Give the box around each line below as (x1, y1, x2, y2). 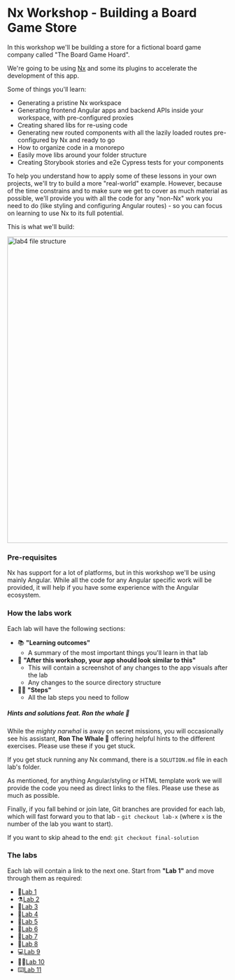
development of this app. (7, 71, 79, 80)
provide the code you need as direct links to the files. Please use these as (7, 783, 220, 792)
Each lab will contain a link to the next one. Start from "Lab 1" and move (7, 867, 215, 875)
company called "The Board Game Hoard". (7, 50, 131, 59)
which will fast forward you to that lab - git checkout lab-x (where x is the (7, 812, 222, 820)
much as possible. (7, 791, 60, 799)
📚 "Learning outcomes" (17, 638, 91, 647)
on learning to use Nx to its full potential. (7, 209, 124, 217)
